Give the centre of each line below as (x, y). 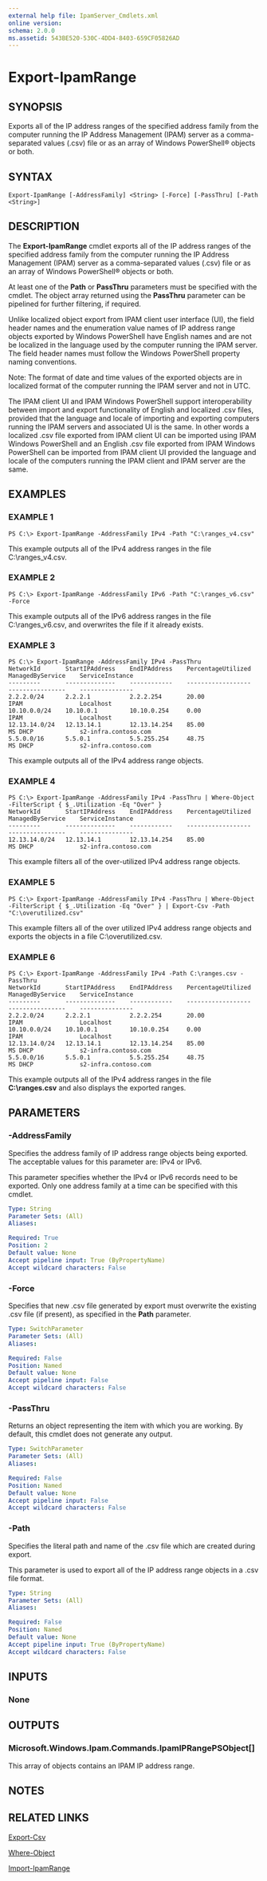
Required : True (33, 1238)
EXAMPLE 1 (31, 517)
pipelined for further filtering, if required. (75, 304)
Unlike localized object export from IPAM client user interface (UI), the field (132, 319)
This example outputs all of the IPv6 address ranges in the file (110, 616)
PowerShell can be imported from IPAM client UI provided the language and (132, 452)
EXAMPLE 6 (32, 957)
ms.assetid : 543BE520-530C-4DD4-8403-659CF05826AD (94, 38)
